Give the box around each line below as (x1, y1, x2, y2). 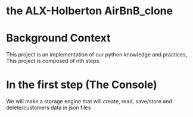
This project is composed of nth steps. (6, 58, 101, 65)
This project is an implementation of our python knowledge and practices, (6, 51, 188, 58)
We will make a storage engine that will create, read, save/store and (6, 98, 173, 105)
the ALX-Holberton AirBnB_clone (6, 4, 173, 18)
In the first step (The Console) (6, 78, 158, 91)
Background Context (6, 31, 111, 45)
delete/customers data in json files (6, 104, 91, 111)
